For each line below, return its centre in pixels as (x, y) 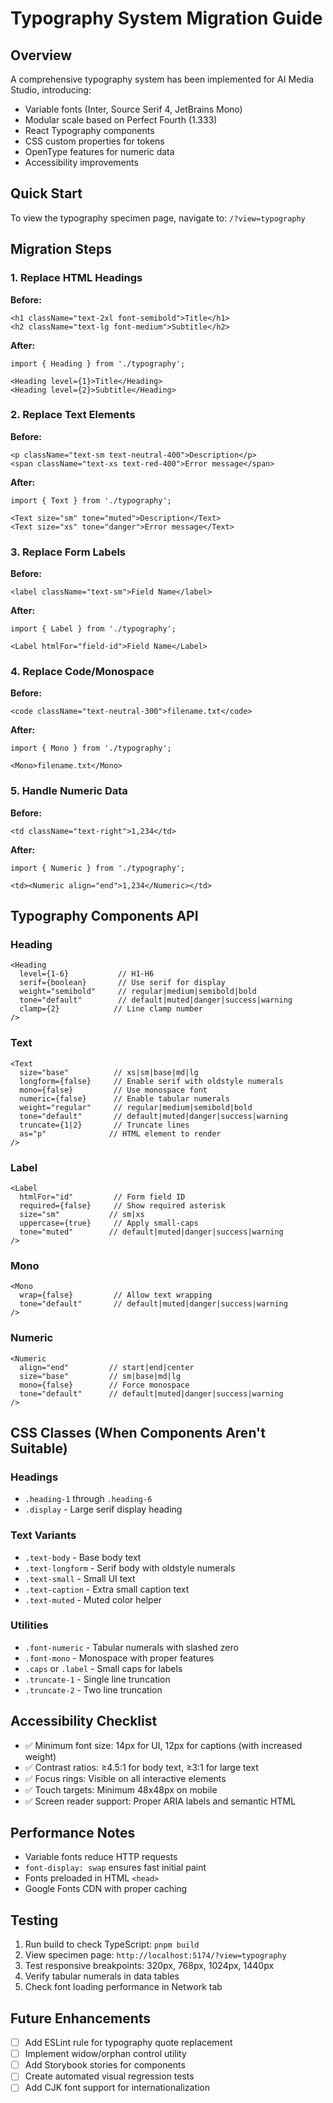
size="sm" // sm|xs (82, 1214)
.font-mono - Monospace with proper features (119, 1658)
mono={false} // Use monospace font (113, 1090)
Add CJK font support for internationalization (117, 2088)
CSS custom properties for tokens (94, 141)
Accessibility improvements (81, 162)
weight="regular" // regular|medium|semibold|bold (136, 1107)
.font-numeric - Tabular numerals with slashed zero (131, 1647)
